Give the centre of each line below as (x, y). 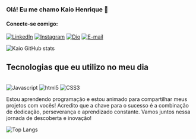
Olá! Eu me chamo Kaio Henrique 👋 (57, 10)
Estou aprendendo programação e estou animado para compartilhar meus (97, 99)
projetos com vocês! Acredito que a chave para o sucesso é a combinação (97, 105)
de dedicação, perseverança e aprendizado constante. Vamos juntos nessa (98, 112)
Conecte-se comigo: (32, 24)
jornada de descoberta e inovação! (49, 118)
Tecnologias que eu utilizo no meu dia (78, 67)
